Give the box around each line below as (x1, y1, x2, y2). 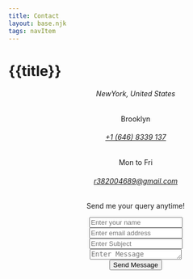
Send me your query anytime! (86, 201, 186, 211)
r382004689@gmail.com (93, 175, 178, 186)
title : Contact (8, 11, 60, 20)
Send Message (112, 260, 159, 269)
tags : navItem (8, 27, 57, 35)
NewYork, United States (95, 89, 176, 99)
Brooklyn (120, 114, 151, 124)
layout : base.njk (8, 19, 67, 27)
